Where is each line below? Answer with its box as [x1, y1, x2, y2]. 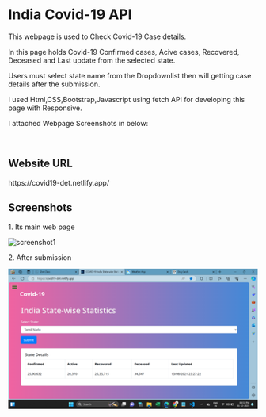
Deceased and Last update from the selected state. [8, 55, 176, 65]
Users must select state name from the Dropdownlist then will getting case [8, 71, 252, 80]
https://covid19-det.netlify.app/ [8, 178, 109, 187]
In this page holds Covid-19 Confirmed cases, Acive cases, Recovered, [8, 47, 240, 56]
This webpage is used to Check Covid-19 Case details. [8, 32, 187, 41]
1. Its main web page [8, 222, 75, 231]
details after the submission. [8, 79, 101, 89]
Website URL [8, 157, 73, 170]
